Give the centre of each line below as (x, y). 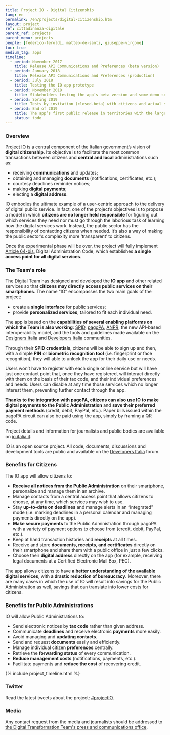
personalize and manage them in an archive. (59, 491)
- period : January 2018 (35, 71)
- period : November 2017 (36, 62)
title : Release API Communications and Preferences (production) (85, 76)
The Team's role (26, 270)
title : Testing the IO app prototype (54, 85)
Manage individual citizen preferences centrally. (63, 647)
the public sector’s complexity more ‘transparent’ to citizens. (68, 236)
